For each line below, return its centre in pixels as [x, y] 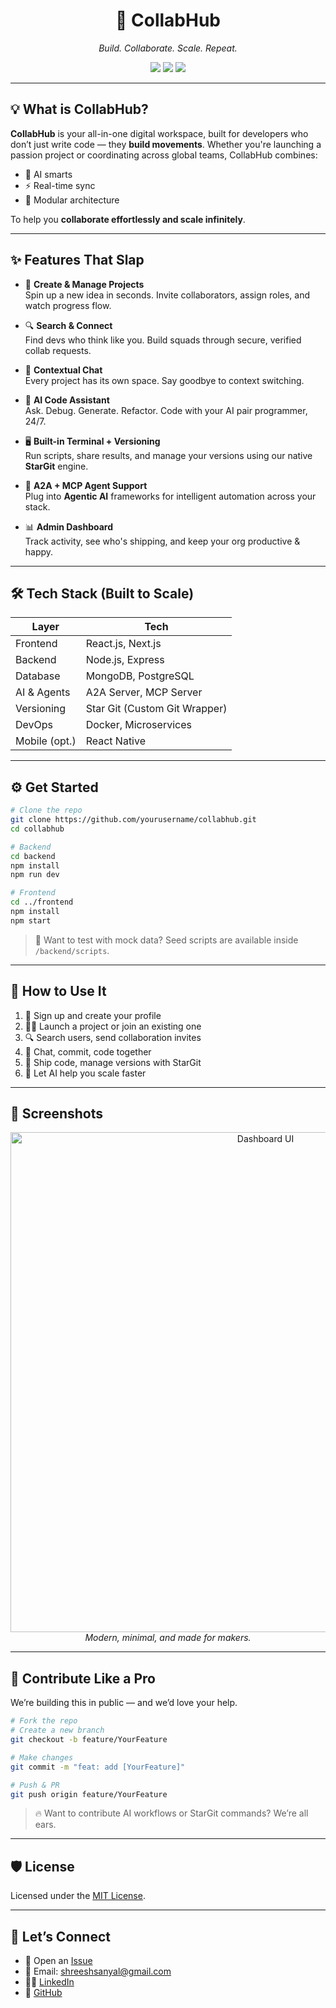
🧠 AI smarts [48, 174]
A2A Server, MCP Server [144, 692]
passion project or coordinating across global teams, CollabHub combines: [164, 155]
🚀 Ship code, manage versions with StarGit [113, 1062]
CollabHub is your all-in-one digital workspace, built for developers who [159, 133]
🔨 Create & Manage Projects [84, 284]
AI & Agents [43, 692]
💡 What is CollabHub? [79, 109]
